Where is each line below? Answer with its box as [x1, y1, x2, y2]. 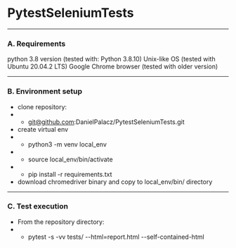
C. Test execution [7, 201, 69, 211]
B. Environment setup [7, 87, 83, 97]
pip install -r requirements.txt [27, 170, 112, 178]
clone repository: [17, 102, 67, 111]
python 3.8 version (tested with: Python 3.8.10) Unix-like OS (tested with [7, 55, 216, 63]
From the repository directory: [17, 217, 105, 226]
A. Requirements [7, 39, 66, 49]
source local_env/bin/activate [27, 155, 114, 163]
